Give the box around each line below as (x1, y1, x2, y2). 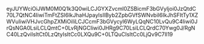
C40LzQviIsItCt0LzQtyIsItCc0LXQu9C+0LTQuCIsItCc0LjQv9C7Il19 (6, 31, 174, 38)
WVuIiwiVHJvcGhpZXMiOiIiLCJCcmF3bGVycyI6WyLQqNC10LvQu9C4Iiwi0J (6, 18, 198, 25)
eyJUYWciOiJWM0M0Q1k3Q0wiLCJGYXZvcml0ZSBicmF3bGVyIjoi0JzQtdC (6, 5, 197, 12)
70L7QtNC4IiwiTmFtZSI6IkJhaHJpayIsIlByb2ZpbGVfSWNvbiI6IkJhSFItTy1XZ (6, 11, 199, 19)
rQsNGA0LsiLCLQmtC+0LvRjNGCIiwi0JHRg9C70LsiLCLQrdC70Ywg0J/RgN (6, 24, 195, 31)
